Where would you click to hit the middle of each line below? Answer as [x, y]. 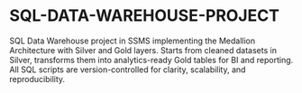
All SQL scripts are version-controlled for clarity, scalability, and [128, 70]
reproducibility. [37, 79]
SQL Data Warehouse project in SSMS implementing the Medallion [133, 41]
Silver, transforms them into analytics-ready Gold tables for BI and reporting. [151, 60]
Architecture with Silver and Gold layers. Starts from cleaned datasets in [143, 50]
